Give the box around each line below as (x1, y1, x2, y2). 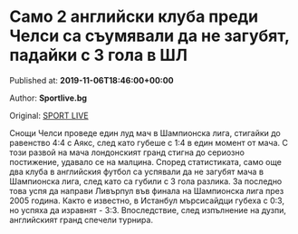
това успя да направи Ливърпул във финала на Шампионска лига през (9, 185, 284, 196)
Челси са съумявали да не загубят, (9, 25, 290, 46)
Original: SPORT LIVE (9, 110, 89, 121)
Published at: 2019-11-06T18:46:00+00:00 (9, 74, 174, 85)
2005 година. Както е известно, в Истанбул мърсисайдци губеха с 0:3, (9, 195, 285, 206)
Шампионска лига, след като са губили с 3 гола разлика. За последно (9, 175, 283, 187)
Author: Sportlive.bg (9, 93, 88, 103)
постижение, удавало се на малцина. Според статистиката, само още (9, 156, 283, 167)
